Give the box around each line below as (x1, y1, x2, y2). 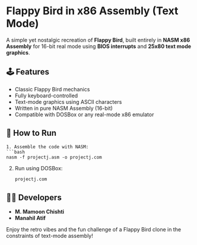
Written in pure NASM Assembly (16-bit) (14, 104, 113, 112)
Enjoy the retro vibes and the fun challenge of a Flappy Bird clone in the (6, 226, 182, 233)
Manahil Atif (14, 215, 46, 222)
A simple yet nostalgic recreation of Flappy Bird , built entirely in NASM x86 (6, 36, 190, 43)
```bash (6, 149, 26, 155)
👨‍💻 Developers (6, 192, 62, 202)
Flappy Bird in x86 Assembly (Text (6, 4, 179, 18)
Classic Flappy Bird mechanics (14, 85, 90, 93)
